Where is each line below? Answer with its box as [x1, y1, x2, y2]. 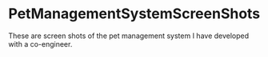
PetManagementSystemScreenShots [8, 5, 261, 23]
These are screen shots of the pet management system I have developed [8, 31, 250, 40]
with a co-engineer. [8, 39, 73, 48]
